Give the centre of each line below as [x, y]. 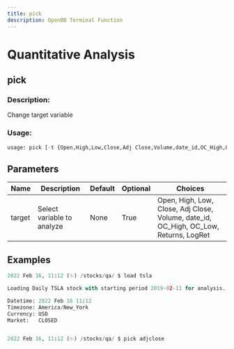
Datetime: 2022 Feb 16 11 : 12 [49, 301]
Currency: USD [28, 314]
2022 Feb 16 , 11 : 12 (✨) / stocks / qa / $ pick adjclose [86, 339]
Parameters [33, 169]
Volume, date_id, [185, 218]
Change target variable [40, 115]
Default [102, 188]
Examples [29, 260]
